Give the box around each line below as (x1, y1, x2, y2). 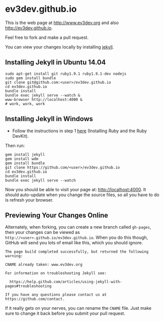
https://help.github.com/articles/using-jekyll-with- (9, 279, 122, 285)
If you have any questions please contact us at (5, 292, 107, 297)
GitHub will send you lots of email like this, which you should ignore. (5, 240, 143, 246)
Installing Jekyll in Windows (5, 115, 94, 123)
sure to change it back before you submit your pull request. (5, 311, 126, 317)
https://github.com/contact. (5, 296, 65, 302)
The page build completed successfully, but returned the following (5, 249, 149, 254)
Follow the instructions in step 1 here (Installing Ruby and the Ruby (12, 128, 147, 134)
